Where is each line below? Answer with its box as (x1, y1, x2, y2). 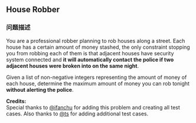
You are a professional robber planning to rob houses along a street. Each (6, 37, 185, 44)
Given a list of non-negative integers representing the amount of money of (6, 74, 187, 81)
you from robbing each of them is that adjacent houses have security (6, 49, 174, 56)
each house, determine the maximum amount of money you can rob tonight (6, 79, 190, 87)
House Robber (6, 5, 60, 15)
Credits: (6, 97, 27, 105)
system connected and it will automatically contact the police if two (6, 56, 174, 63)
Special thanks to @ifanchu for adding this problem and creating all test (6, 104, 180, 111)
